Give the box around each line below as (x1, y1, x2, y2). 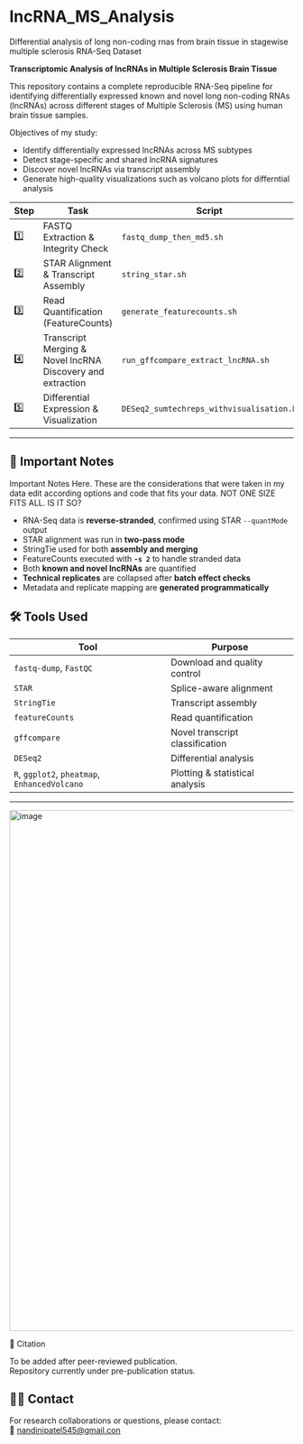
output (22, 524, 48, 535)
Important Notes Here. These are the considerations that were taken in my (9, 478, 286, 489)
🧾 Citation (9, 1338, 46, 1349)
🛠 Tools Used (9, 610, 88, 625)
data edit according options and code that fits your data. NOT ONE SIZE (9, 488, 276, 498)
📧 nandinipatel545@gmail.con (9, 1425, 122, 1436)
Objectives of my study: (9, 126, 98, 137)
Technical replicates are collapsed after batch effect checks (22, 572, 251, 583)
